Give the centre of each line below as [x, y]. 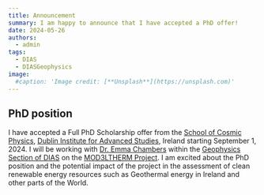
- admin [28, 45]
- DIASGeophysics [44, 67]
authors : [23, 37]
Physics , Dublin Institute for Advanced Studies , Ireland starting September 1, [132, 141]
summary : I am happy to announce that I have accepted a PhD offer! [123, 23]
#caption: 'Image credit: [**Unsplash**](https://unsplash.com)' [125, 81]
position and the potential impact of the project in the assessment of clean [129, 166]
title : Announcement [42, 15]
